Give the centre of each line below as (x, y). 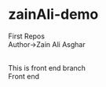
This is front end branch (47, 67)
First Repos (27, 36)
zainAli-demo (53, 14)
